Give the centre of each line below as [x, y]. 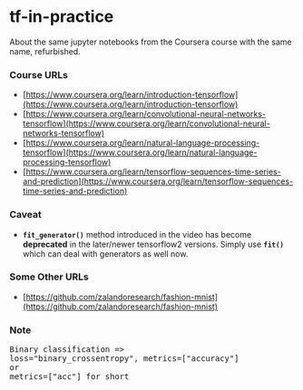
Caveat [26, 215]
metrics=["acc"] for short [69, 377]
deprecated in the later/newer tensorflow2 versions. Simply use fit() [153, 244]
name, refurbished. [45, 51]
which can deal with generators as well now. [105, 253]
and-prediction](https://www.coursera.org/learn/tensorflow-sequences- [158, 181]
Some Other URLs [49, 277]
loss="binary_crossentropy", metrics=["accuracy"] [124, 359]
